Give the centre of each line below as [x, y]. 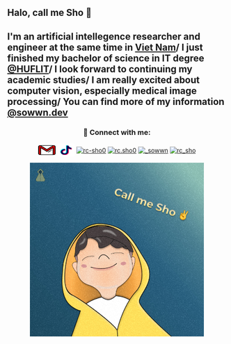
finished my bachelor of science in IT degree [106, 58]
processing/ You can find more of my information [116, 101]
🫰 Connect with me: [117, 132]
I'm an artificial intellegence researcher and [104, 36]
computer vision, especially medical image [102, 91]
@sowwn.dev [38, 112]
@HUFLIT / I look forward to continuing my [100, 69]
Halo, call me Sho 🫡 [50, 13]
